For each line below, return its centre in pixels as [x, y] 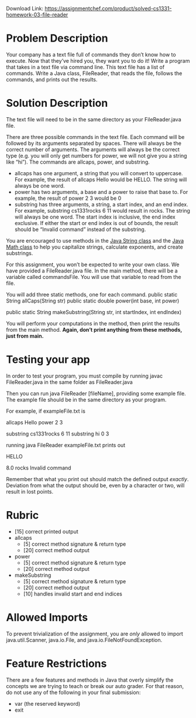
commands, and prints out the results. [52, 79]
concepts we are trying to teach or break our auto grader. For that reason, [95, 686]
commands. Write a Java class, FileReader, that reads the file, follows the [94, 73]
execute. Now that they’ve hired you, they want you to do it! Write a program [98, 60]
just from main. [25, 336]
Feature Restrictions [56, 663]
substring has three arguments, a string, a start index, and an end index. [101, 204]
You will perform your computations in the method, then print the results [93, 323]
